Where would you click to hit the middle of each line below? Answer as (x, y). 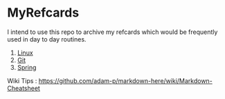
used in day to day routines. (47, 39)
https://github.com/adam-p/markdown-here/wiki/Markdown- (125, 80)
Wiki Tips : (22, 80)
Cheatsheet (24, 88)
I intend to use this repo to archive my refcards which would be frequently (112, 32)
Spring (27, 67)
